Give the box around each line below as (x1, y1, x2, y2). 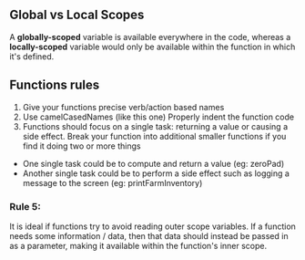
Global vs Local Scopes (9, 7, 145, 23)
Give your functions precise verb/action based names (22, 101, 225, 112)
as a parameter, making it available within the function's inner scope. (9, 240, 268, 251)
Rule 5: (9, 200, 41, 213)
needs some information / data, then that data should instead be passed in (9, 230, 289, 241)
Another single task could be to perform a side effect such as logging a (22, 168, 290, 179)
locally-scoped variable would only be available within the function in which (9, 41, 296, 52)
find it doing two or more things (22, 140, 141, 151)
